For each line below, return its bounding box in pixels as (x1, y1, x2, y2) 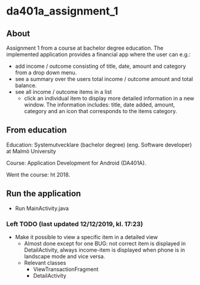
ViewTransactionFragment (33, 265, 98, 273)
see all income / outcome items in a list (15, 88, 112, 95)
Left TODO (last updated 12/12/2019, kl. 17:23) (6, 220, 143, 228)
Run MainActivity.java (15, 205, 69, 212)
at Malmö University (6, 147, 56, 155)
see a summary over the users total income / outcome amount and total (15, 76, 193, 82)
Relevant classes (24, 259, 66, 266)
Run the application (6, 189, 82, 199)
